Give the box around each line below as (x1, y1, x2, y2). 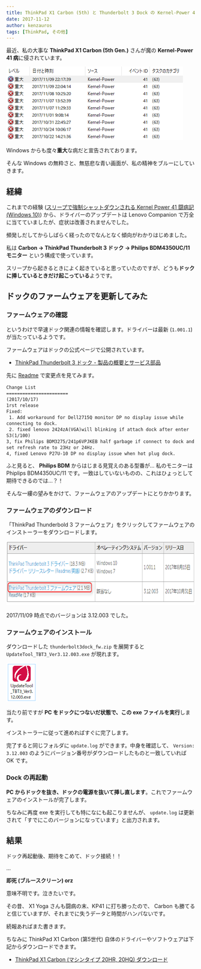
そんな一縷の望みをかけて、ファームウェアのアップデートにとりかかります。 (6, 489, 195, 497)
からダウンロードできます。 (11, 943, 80, 950)
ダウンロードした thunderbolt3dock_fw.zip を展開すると (6, 643, 145, 650)
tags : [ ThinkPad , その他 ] (6, 29, 68, 35)
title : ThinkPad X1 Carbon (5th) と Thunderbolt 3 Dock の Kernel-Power (6, 10, 190, 16)
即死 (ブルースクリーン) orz (6, 877, 74, 884)
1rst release (6, 402, 39, 409)
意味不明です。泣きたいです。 (6, 890, 79, 897)
